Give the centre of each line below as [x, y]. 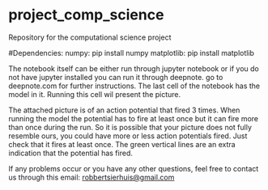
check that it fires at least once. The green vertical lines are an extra [122, 144]
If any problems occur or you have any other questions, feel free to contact [134, 168]
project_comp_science [86, 15]
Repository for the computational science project [90, 37]
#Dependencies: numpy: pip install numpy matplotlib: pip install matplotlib [132, 53]
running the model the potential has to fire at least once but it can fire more [134, 118]
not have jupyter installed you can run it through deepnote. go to [116, 77]
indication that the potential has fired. [71, 153]
